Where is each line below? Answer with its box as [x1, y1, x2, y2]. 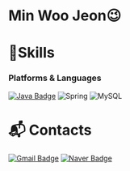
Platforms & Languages [8, 72, 102, 83]
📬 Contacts [8, 121, 92, 139]
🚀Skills [8, 44, 55, 62]
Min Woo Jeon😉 [8, 6, 122, 25]
